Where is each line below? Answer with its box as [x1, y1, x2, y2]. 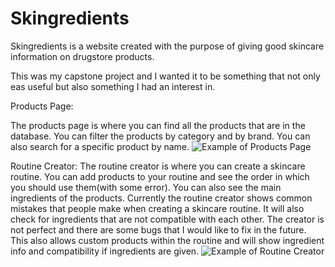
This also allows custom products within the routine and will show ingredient [10, 234, 325, 246]
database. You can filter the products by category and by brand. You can [10, 130, 311, 142]
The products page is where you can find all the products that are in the [10, 119, 306, 131]
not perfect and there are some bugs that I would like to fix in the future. [10, 223, 307, 236]
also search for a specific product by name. [10, 140, 190, 152]
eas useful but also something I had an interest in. [10, 80, 216, 92]
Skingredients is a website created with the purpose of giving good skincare [10, 40, 325, 52]
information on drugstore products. [10, 50, 155, 62]
